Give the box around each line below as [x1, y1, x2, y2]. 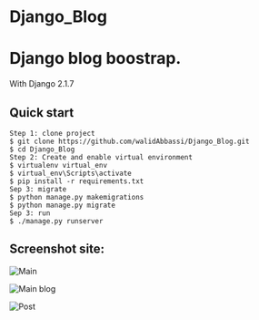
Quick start [9, 105, 75, 120]
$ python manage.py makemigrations [9, 192, 144, 201]
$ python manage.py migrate [9, 201, 116, 210]
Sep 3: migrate [9, 184, 67, 193]
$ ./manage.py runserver [9, 216, 104, 225]
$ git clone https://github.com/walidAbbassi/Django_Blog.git [9, 137, 250, 146]
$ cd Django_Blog [9, 144, 75, 154]
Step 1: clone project [9, 129, 95, 138]
